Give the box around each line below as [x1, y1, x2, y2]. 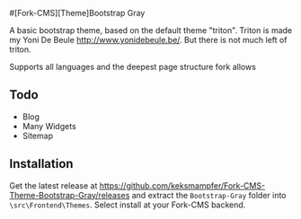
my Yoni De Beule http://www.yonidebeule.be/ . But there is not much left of [9, 35, 288, 45]
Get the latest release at [9, 180, 98, 191]
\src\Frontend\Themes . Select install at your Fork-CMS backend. [9, 199, 246, 210]
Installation [9, 156, 74, 171]
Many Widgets [22, 120, 76, 131]
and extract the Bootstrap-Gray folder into [131, 189, 287, 200]
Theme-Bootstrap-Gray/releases [9, 189, 130, 200]
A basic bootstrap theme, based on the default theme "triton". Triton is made [9, 25, 293, 35]
